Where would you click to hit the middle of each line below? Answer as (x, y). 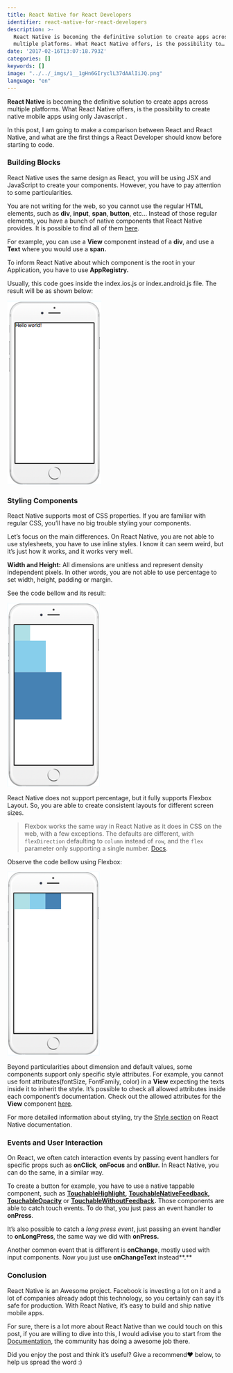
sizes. (16, 813)
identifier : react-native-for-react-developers (77, 22)
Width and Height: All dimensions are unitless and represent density (105, 565)
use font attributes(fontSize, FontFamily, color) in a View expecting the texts (116, 1081)
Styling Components (43, 500)
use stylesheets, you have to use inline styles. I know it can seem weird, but (115, 544)
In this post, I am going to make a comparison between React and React (110, 129)
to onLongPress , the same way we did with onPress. (83, 1237)
